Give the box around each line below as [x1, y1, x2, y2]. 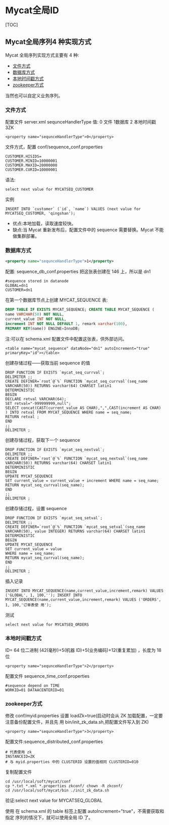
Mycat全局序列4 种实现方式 [5, 37, 92, 46]
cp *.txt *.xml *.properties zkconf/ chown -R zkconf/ [5, 783, 123, 789]
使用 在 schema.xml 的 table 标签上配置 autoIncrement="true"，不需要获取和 [5, 808, 164, 814]
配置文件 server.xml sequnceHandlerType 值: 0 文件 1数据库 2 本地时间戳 [5, 119, 156, 125]
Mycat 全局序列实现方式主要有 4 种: [5, 52, 79, 58]
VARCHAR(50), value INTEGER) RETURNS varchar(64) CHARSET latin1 [5, 528, 145, 534]
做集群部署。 [12, 233, 39, 239]
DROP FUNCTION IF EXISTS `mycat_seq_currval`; [5, 370, 105, 375]
